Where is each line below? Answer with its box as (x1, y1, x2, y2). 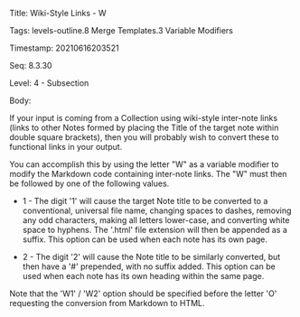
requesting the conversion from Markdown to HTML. (9, 298, 205, 308)
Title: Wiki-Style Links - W (9, 8, 107, 18)
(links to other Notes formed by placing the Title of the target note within (9, 122, 279, 133)
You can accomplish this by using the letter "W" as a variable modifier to (9, 159, 279, 170)
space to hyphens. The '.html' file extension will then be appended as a (22, 225, 287, 235)
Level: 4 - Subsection (9, 78, 89, 89)
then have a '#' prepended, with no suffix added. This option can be (22, 261, 276, 272)
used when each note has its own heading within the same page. (22, 271, 265, 281)
